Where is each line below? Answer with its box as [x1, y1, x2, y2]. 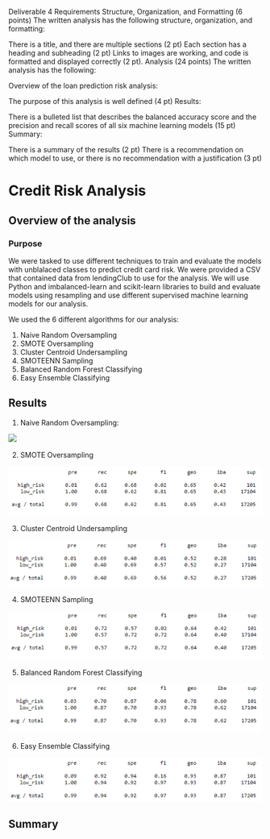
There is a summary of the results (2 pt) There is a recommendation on [8, 145, 244, 154]
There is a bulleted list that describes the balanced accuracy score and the [8, 112, 257, 122]
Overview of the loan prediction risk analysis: [8, 81, 159, 90]
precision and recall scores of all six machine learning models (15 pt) [8, 121, 236, 130]
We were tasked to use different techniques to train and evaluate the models [8, 255, 262, 265]
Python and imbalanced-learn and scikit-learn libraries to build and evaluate [8, 281, 260, 291]
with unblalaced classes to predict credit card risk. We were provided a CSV [8, 264, 261, 274]
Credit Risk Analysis [8, 181, 147, 200]
